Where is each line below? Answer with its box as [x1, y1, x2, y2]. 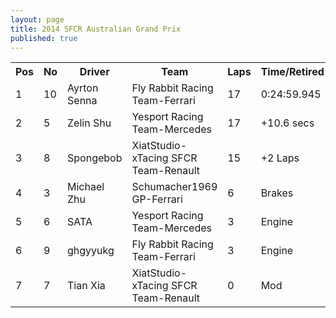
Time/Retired [260, 65, 325, 79]
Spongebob [67, 151, 123, 165]
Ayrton [67, 81, 99, 95]
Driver [79, 65, 110, 79]
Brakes [260, 186, 294, 200]
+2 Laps [260, 151, 300, 165]
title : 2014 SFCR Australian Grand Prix [10, 24, 182, 34]
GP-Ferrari [131, 192, 183, 206]
